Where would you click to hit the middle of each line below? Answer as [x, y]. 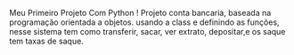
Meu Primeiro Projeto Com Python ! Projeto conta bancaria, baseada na [140, 13]
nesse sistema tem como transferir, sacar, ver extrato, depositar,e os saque [147, 31]
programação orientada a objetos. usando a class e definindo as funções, [144, 22]
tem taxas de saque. [47, 41]
